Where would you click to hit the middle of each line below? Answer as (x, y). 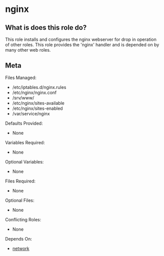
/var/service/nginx (31, 113)
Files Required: (20, 181)
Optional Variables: (25, 162)
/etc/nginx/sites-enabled (37, 108)
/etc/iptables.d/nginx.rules (39, 87)
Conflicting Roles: (23, 219)
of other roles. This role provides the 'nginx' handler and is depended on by (82, 45)
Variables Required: (25, 142)
